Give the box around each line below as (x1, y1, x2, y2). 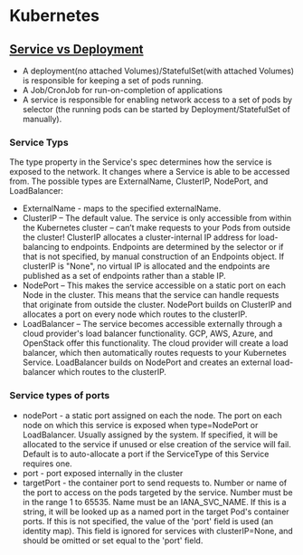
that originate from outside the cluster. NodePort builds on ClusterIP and (22, 300, 292, 311)
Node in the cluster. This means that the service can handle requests (22, 290, 279, 301)
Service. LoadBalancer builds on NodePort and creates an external (22, 357, 271, 368)
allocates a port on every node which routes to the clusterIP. (22, 309, 248, 320)
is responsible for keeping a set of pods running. (22, 75, 204, 86)
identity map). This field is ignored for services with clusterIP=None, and (22, 525, 294, 536)
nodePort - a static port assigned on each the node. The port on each (22, 409, 282, 421)
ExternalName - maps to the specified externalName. (22, 203, 222, 214)
